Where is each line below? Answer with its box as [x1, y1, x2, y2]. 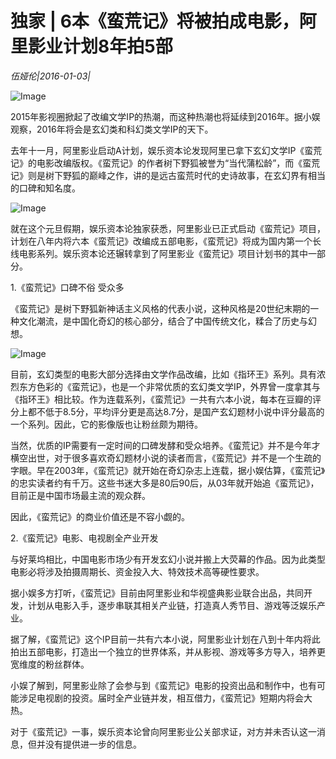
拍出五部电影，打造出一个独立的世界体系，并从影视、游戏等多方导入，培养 [10, 645, 317, 657]
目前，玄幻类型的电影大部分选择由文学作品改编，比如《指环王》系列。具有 [10, 368, 317, 380]
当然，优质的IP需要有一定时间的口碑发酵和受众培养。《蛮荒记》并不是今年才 [10, 439, 321, 451]
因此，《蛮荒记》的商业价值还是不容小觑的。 [10, 510, 190, 522]
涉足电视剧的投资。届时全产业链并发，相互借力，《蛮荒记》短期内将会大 [18, 692, 313, 704]
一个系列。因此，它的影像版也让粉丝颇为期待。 [10, 418, 203, 430]
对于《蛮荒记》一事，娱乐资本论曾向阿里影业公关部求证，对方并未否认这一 [10, 725, 317, 737]
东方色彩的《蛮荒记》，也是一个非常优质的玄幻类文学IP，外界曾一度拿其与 [18, 380, 321, 392]
